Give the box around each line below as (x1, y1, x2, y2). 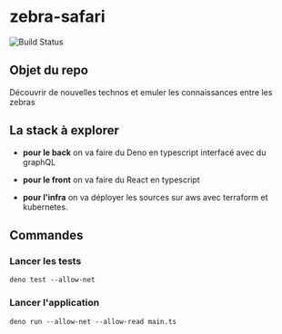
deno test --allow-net (9, 275, 96, 285)
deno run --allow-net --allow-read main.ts (9, 317, 177, 326)
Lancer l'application (9, 297, 100, 309)
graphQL (22, 156, 56, 167)
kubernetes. (22, 201, 68, 212)
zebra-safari (9, 6, 106, 27)
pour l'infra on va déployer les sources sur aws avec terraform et (22, 192, 268, 202)
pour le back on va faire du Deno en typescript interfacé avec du (22, 147, 267, 158)
